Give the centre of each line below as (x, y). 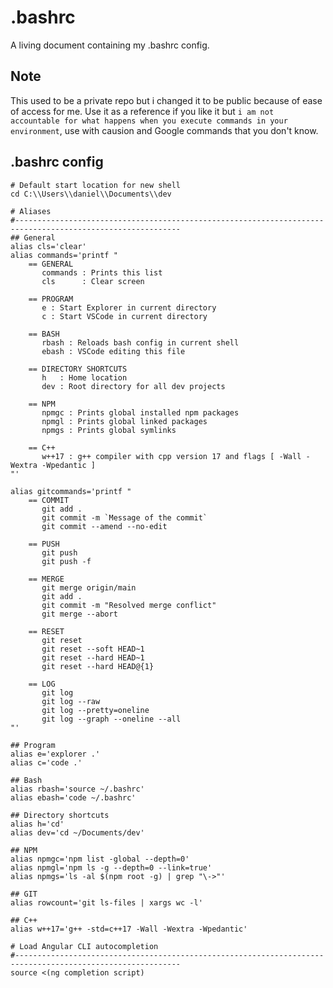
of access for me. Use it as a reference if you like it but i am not (142, 111)
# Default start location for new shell (96, 185)
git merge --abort (79, 614)
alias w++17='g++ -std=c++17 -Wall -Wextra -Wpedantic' (129, 929)
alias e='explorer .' (55, 754)
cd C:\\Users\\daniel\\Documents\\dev (91, 194)
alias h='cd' (37, 824)
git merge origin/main (89, 587)
